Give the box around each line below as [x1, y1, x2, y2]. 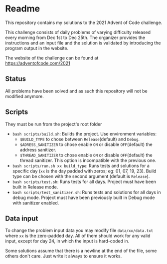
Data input [5, 214, 38, 222]
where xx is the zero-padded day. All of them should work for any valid [5, 233, 151, 239]
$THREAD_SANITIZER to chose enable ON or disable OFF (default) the [19, 152, 153, 158]
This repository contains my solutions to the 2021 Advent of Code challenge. [5, 19, 163, 25]
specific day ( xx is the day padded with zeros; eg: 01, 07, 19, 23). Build [12, 168, 157, 174]
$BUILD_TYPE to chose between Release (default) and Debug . [19, 136, 140, 142]
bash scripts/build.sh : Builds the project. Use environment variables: [12, 130, 157, 136]
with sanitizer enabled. [12, 199, 59, 205]
